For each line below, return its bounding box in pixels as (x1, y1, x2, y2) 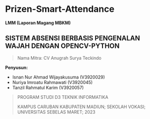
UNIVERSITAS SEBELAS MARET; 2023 (17, 109, 96, 115)
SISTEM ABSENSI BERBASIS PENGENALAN (5, 34, 140, 42)
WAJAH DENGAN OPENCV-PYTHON (5, 42, 120, 50)
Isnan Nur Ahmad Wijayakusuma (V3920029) (12, 74, 105, 80)
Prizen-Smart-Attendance (5, 3, 115, 15)
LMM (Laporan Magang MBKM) (5, 20, 71, 26)
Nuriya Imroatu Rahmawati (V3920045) (12, 79, 93, 85)
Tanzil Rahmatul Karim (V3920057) (12, 84, 84, 90)
